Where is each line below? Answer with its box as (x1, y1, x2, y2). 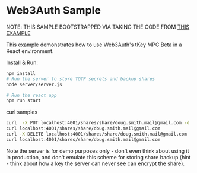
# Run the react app (6, 92, 58, 98)
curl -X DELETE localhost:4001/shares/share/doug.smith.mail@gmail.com (6, 131, 187, 137)
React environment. (6, 47, 54, 54)
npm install (6, 70, 36, 76)
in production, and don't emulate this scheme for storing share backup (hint (6, 153, 191, 161)
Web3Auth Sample (6, 4, 101, 17)
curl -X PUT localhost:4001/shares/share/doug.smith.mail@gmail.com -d (6, 120, 190, 126)
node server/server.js (6, 81, 62, 87)
